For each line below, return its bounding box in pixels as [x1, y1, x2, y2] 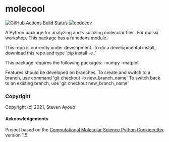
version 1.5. [5, 132, 29, 138]
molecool [5, 3, 45, 15]
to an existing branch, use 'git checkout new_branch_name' [5, 80, 129, 86]
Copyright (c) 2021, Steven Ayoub [5, 104, 76, 110]
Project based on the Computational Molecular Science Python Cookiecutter [5, 127, 164, 133]
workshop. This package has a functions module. [5, 35, 108, 41]
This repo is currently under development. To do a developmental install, [5, 44, 156, 50]
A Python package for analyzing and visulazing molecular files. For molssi [5, 29, 159, 35]
